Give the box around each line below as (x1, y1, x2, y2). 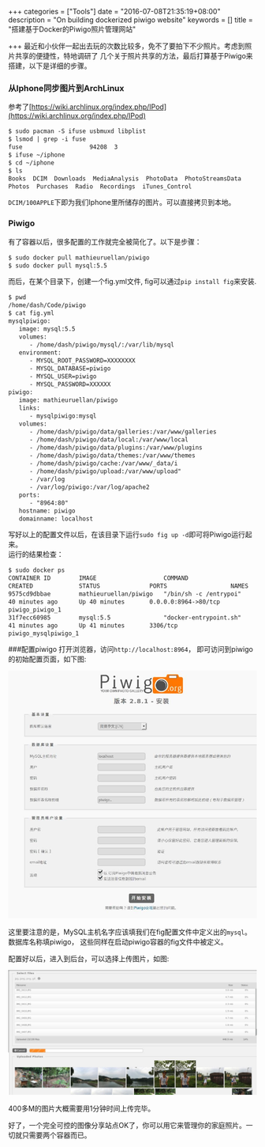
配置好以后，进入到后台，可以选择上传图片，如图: (8, 954, 170, 963)
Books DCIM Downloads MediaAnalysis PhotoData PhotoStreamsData (8, 175, 242, 183)
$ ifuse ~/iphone (8, 151, 65, 159)
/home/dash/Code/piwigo (8, 301, 87, 309)
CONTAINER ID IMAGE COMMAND (8, 573, 189, 582)
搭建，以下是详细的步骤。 (8, 61, 91, 70)
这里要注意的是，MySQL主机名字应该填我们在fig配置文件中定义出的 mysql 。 (8, 927, 252, 937)
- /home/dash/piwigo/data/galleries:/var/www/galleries (28, 427, 217, 436)
